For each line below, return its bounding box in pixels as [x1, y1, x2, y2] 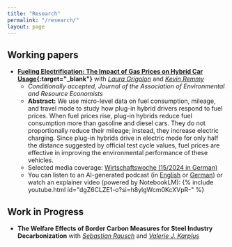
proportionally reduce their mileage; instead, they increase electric [27, 127, 219, 135]
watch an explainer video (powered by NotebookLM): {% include [27, 178, 214, 186]
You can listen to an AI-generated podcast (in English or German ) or [27, 171, 223, 180]
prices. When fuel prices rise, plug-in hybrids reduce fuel [27, 112, 193, 120]
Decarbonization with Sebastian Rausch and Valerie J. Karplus [17, 232, 200, 240]
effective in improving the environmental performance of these [27, 149, 208, 157]
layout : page [7, 23, 45, 30]
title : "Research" [7, 10, 61, 17]
